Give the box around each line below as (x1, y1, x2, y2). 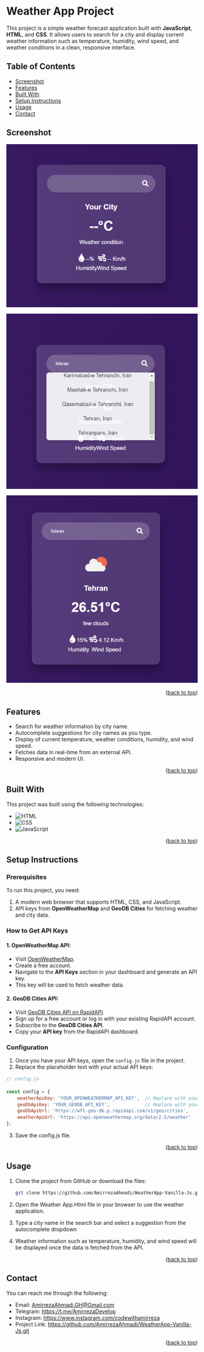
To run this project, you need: (6, 887, 80, 894)
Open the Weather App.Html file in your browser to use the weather (15, 1201, 184, 1208)
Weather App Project (6, 4, 114, 18)
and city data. (15, 911, 50, 919)
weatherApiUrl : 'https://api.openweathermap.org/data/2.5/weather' (17, 1114, 191, 1120)
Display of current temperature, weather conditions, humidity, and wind (15, 735, 194, 743)
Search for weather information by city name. (15, 723, 129, 730)
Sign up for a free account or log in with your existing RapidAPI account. (15, 1014, 196, 1022)
